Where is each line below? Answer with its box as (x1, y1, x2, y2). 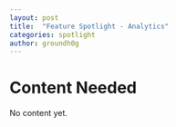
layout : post (9, 13, 59, 23)
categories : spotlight (9, 30, 96, 39)
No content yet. (9, 108, 68, 119)
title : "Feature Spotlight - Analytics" (9, 22, 170, 31)
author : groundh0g (9, 38, 79, 48)
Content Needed (9, 78, 137, 98)
